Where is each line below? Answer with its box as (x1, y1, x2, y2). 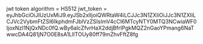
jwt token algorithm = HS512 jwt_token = (6, 5, 108, 12)
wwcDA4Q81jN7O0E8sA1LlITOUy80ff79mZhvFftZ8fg (6, 31, 139, 38)
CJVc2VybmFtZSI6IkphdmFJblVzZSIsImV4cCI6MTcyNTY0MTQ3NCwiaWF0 (6, 18, 197, 25)
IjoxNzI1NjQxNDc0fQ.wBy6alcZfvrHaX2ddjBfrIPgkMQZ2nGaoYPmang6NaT (6, 24, 194, 31)
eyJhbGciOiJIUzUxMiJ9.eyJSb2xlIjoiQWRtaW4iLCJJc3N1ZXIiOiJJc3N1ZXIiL (6, 11, 196, 19)
